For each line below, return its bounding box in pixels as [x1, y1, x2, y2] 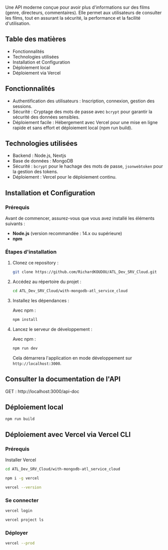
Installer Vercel [5, 457, 36, 463]
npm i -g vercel [5, 475, 39, 481]
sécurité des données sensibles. [12, 114, 80, 120]
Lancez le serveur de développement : [12, 326, 93, 333]
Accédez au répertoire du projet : [12, 279, 81, 285]
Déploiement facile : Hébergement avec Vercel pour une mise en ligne [12, 119, 158, 125]
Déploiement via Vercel [12, 70, 61, 76]
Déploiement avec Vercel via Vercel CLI [5, 430, 131, 438]
